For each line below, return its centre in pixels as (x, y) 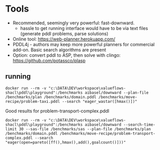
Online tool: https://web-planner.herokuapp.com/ (64, 39)
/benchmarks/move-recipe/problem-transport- (108, 133)
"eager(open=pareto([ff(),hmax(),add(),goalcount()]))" (66, 142)
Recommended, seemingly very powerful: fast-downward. (73, 23)
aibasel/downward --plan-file (117, 92)
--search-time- (140, 125)
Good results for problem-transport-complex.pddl (57, 111)
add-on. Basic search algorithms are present (59, 50)
